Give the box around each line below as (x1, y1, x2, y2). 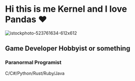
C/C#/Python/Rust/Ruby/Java (5, 70, 65, 76)
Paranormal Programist (5, 59, 62, 66)
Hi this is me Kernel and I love (5, 3, 127, 15)
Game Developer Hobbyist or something (5, 44, 131, 53)
